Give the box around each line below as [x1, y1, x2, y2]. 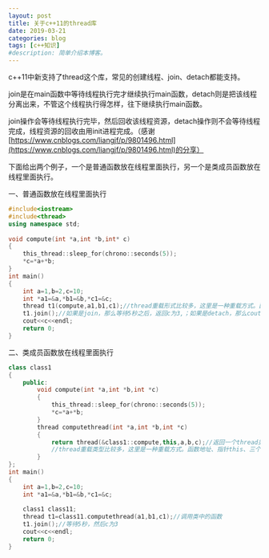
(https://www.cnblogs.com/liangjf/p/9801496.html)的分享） [8, 145, 204, 154]
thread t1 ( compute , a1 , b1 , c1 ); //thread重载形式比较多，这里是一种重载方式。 [22, 302, 259, 310]
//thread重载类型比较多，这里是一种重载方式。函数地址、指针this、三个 [50, 446, 262, 454]
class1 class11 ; [22, 505, 78, 514]
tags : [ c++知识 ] [8, 42, 60, 50]
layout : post [8, 11, 52, 20]
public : [22, 378, 48, 386]
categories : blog [8, 34, 66, 43]
